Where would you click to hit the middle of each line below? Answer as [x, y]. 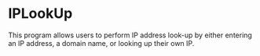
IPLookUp [40, 14]
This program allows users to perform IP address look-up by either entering [130, 35]
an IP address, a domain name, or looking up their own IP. [101, 43]
